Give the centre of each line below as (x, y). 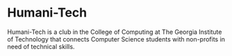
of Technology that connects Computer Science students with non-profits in (116, 39)
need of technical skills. (41, 46)
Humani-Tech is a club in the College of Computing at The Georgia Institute (115, 32)
